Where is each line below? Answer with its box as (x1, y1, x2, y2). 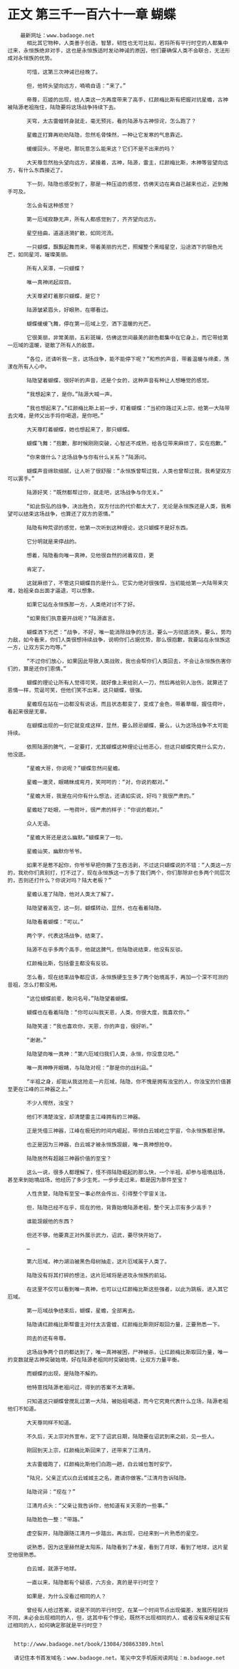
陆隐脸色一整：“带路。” (26, 1515, 84, 1523)
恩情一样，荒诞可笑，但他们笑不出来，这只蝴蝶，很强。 (7, 686, 146, 693)
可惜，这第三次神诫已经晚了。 (26, 69, 101, 76)
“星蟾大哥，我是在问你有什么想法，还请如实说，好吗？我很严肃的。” (26, 792, 195, 800)
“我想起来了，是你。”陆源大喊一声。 (26, 391, 116, 398)
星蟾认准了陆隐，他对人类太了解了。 (26, 891, 118, 898)
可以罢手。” (7, 475, 35, 482)
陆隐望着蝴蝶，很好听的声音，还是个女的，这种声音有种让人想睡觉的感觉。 (26, 376, 213, 384)
